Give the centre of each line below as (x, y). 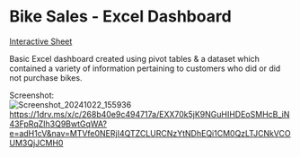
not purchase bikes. (46, 77)
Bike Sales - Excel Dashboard (120, 17)
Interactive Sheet (41, 41)
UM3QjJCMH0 (36, 143)
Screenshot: (32, 95)
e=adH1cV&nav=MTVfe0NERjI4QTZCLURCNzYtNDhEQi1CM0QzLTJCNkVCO (150, 133)
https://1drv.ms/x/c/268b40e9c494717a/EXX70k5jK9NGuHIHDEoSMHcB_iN (150, 114)
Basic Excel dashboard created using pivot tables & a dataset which (135, 58)
